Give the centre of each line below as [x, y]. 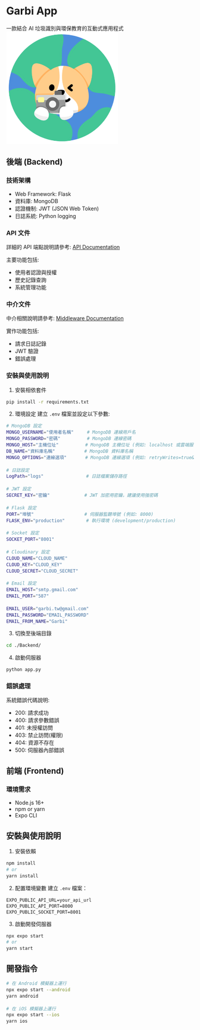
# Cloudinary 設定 [28, 552]
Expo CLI [26, 816]
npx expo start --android [38, 989]
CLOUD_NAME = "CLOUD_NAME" [37, 558]
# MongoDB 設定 [24, 426]
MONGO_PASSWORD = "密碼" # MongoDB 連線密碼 [69, 439]
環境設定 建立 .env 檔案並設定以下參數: [62, 414]
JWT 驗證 [26, 351]
